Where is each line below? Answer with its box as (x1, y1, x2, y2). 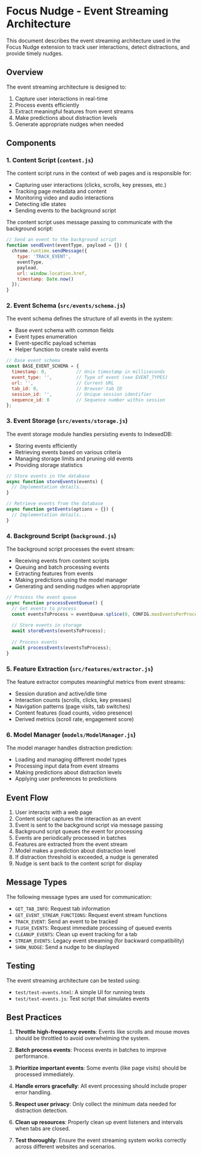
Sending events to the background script (14, 207, 116, 214)
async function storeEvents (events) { (6, 478, 103, 484)
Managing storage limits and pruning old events (14, 455, 133, 462)
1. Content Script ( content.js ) (6, 156, 94, 164)
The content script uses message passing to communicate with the (6, 219, 173, 226)
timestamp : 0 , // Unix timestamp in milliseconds (11, 369, 165, 375)
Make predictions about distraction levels (14, 114, 117, 121)
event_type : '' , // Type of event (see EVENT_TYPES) (11, 375, 168, 381)
